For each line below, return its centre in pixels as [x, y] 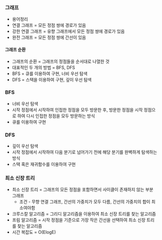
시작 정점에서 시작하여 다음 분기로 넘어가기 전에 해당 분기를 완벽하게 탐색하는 [85, 152]
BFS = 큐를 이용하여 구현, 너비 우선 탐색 [50, 74]
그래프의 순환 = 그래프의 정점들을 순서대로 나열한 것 [61, 61]
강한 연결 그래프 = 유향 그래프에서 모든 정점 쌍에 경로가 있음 [68, 31]
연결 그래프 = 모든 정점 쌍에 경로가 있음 [49, 25]
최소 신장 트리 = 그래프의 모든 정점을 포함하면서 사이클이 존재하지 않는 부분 [83, 190]
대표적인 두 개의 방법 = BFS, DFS [43, 67]
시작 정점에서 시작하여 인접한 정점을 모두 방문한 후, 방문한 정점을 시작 [77, 110]
